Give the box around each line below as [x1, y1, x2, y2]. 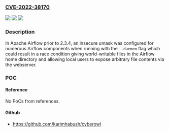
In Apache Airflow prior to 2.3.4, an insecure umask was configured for [5, 40, 154, 46]
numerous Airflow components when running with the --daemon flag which [5, 45, 160, 51]
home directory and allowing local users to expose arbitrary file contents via [5, 56, 164, 62]
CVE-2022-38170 [5, 4, 50, 11]
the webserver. [5, 61, 37, 68]
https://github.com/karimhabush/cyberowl [12, 121, 102, 127]
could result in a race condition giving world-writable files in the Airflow [5, 51, 155, 57]
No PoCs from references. [5, 98, 60, 104]
